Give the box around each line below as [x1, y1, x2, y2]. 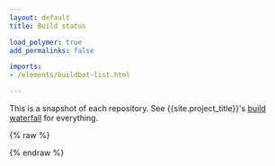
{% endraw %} [9, 147, 65, 158]
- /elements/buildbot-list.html [9, 71, 130, 80]
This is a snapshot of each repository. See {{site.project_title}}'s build [9, 103, 267, 113]
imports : [9, 62, 42, 72]
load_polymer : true [9, 38, 83, 47]
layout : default [9, 13, 70, 22]
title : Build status [9, 22, 87, 31]
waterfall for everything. [9, 113, 99, 123]
